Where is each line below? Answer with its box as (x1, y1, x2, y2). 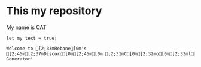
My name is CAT (6, 24, 47, 31)
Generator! (6, 56, 33, 62)
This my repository (6, 4, 102, 18)
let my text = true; (6, 35, 58, 41)
